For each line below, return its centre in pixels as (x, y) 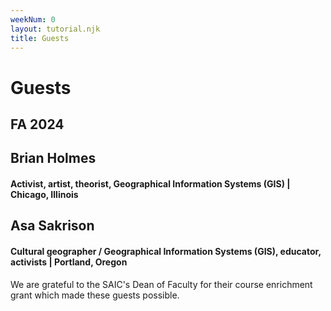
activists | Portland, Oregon (69, 262)
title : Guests (40, 38)
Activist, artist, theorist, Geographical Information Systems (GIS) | (150, 183)
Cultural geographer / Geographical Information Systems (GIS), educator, (166, 251)
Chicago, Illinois (44, 194)
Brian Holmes (53, 158)
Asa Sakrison (52, 226)
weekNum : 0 (33, 19)
